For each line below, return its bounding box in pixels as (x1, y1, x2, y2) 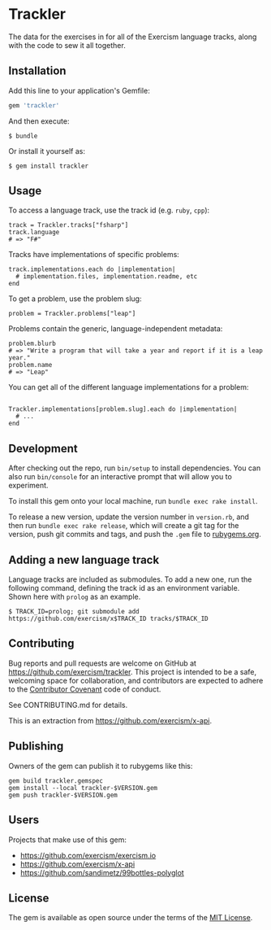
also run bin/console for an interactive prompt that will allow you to (8, 472, 233, 482)
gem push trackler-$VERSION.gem (8, 791, 118, 799)
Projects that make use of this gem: (8, 835, 127, 845)
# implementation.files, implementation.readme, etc (15, 273, 198, 281)
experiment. (8, 481, 49, 491)
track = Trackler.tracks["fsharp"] (8, 221, 129, 229)
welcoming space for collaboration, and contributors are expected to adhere (8, 675, 264, 685)
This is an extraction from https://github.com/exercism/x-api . (8, 715, 213, 725)
